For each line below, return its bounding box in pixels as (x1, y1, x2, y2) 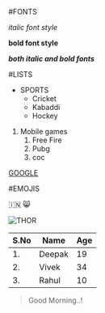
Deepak (39, 248, 69, 260)
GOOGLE (8, 168, 39, 177)
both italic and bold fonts (8, 54, 95, 63)
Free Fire (31, 135, 62, 145)
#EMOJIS (8, 184, 40, 193)
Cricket (31, 94, 57, 104)
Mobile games (19, 127, 68, 136)
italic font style (8, 23, 58, 32)
